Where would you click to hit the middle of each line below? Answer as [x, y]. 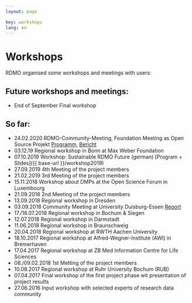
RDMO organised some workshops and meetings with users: [78, 73]
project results [31, 281]
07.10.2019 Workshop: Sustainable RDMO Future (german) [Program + [98, 157]
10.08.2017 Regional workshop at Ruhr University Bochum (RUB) [91, 269]
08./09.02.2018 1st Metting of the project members [75, 262]
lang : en [16, 28]
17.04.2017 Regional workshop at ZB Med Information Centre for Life [96, 250]
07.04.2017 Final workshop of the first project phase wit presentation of [100, 275]
